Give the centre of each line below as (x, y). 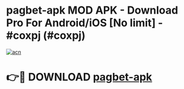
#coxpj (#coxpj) (46, 36)
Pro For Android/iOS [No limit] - (85, 23)
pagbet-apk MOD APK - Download (92, 10)
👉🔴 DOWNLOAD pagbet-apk (79, 77)
